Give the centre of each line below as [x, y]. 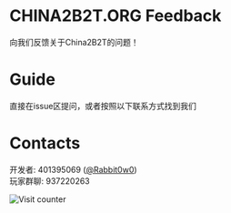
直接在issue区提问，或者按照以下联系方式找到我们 [103, 106]
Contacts [45, 143]
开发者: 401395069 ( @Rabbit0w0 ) [74, 169]
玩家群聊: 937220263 [50, 181]
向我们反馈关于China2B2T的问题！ [74, 42]
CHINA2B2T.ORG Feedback [115, 16]
